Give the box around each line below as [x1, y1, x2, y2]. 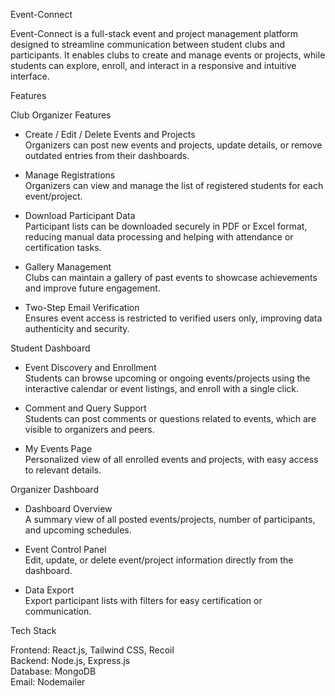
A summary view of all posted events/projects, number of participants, [24, 514, 316, 525]
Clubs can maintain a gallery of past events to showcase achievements [24, 272, 318, 283]
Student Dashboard [10, 342, 91, 354]
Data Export [24, 584, 75, 596]
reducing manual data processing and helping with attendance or [24, 231, 294, 243]
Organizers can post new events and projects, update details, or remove [24, 139, 323, 151]
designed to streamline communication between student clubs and [10, 39, 286, 50]
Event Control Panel [24, 544, 107, 555]
